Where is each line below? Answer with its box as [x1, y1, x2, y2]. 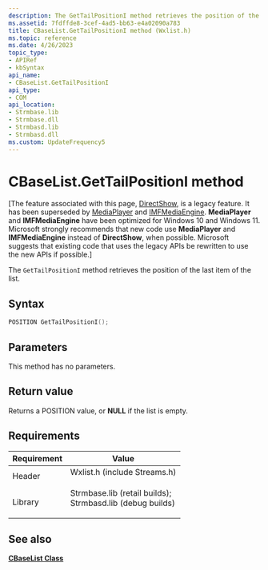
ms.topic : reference [8, 34, 78, 42]
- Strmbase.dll [8, 116, 59, 124]
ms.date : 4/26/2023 [8, 42, 74, 50]
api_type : [8, 86, 42, 94]
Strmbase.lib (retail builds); [70, 487, 172, 498]
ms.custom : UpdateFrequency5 [8, 138, 106, 146]
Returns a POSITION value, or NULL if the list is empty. [8, 405, 188, 416]
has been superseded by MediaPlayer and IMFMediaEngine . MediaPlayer [8, 207, 251, 217]
